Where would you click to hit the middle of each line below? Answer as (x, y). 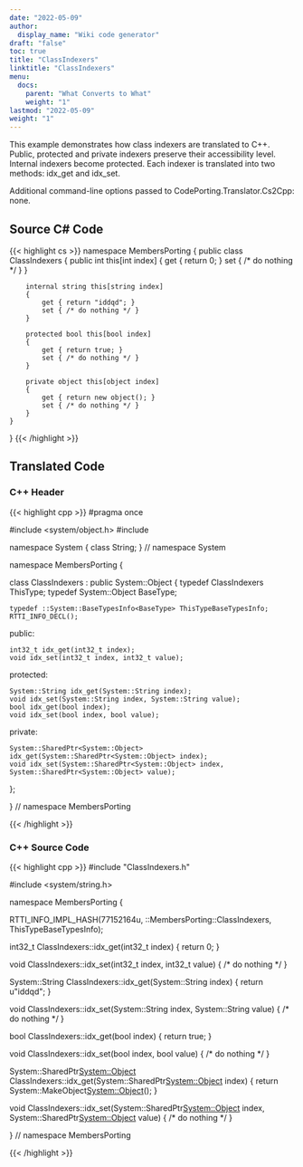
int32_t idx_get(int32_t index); (72, 650)
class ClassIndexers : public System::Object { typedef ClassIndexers (137, 582)
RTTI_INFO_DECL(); (44, 617)
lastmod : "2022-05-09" (52, 110)
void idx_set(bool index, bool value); (85, 715)
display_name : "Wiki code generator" (89, 34)
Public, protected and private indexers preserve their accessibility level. (142, 154)
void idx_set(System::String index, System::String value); (125, 699)
